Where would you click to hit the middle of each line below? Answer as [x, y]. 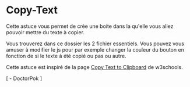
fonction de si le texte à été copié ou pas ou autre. [66, 56]
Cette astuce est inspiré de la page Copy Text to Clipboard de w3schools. [94, 67]
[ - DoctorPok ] [24, 78]
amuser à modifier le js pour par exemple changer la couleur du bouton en [95, 49]
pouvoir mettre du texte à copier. [45, 32]
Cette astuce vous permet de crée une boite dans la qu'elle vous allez [90, 26]
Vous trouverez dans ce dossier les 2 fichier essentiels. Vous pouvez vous [95, 43]
